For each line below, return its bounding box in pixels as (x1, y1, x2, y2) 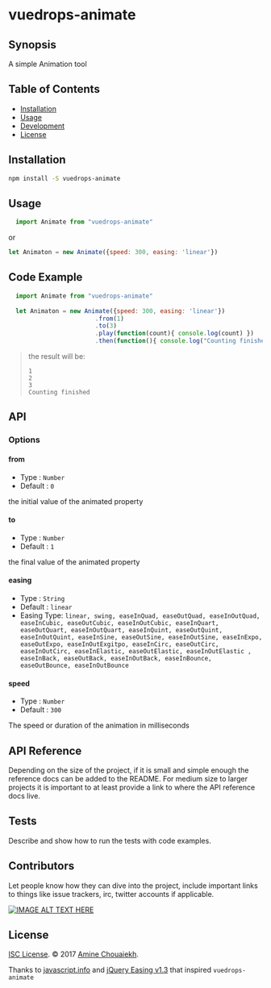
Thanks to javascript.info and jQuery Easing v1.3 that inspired (8, 965, 212, 975)
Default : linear (19, 602, 73, 611)
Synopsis (8, 38, 56, 52)
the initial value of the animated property (8, 496, 144, 506)
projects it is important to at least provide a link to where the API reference (8, 782, 256, 792)
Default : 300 (19, 705, 62, 715)
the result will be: (27, 352, 86, 361)
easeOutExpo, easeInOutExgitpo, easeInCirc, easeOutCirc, (19, 640, 219, 648)
